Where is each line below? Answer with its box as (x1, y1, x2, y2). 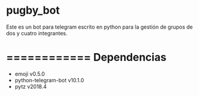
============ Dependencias (6, 51, 167, 64)
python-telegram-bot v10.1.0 (14, 76, 84, 83)
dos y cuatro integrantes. (6, 29, 68, 36)
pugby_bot (6, 4, 60, 17)
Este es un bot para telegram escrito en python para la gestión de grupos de (6, 23, 193, 30)
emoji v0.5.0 (14, 70, 45, 78)
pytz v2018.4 (14, 83, 47, 90)
